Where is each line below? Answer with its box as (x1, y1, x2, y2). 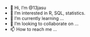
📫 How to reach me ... (10, 26, 57, 32)
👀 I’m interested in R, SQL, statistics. (10, 10, 86, 16)
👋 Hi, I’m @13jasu (10, 5, 47, 10)
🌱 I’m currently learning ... (10, 15, 64, 21)
